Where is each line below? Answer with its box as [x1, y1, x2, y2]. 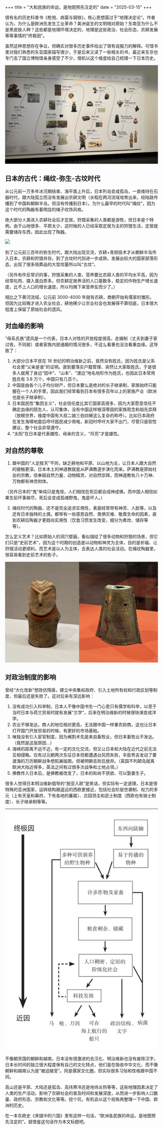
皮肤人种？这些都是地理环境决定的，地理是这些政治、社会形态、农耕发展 [13, 27, 158, 33]
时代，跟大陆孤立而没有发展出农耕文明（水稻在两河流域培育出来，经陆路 [9, 194, 154, 200]
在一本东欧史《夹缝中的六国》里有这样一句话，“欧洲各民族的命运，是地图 [5, 1112, 152, 1118]
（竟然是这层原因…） [12, 740, 54, 746]
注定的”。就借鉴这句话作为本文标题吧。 [9, 1118, 88, 1125]
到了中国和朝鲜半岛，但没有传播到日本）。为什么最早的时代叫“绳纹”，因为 [9, 200, 156, 206]
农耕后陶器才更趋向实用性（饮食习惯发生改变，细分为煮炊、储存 [16, 517, 144, 523]
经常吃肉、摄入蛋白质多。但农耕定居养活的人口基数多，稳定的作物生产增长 [5, 278, 154, 283]
